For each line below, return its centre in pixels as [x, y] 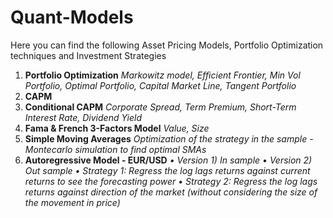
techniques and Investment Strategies [88, 55]
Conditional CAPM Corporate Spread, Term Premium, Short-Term [160, 107]
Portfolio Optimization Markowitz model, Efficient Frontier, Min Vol [162, 75]
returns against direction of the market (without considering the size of [171, 192]
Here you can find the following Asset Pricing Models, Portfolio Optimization [167, 45]
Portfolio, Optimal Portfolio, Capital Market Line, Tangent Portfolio [160, 85]
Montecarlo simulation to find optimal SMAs [115, 149]
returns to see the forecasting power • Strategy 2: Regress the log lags [171, 181]
